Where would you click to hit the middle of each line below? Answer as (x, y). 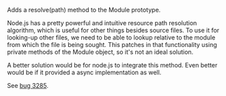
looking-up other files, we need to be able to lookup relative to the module (111, 37)
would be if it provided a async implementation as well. (84, 72)
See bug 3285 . (28, 85)
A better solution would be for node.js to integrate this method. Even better (112, 65)
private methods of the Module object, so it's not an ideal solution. (100, 52)
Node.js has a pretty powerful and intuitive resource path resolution (102, 23)
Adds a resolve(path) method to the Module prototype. (84, 10)
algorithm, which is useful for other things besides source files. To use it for (113, 30)
